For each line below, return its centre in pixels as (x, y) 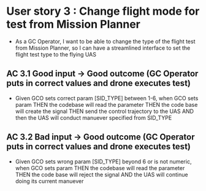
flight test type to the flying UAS (56, 54)
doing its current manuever (49, 181)
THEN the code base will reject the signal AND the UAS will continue (101, 174)
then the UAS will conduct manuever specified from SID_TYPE (93, 117)
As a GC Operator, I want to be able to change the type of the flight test (105, 41)
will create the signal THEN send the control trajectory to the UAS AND (105, 111)
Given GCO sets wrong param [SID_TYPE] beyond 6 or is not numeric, (103, 162)
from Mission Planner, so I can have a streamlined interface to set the (103, 48)
